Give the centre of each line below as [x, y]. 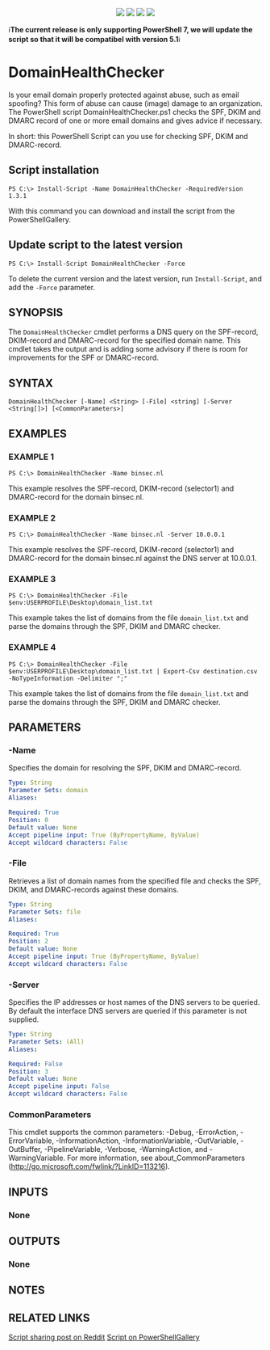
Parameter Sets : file [45, 912]
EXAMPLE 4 [32, 648]
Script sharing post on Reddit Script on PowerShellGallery [104, 1337]
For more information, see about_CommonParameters [156, 1158]
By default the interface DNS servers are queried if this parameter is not [128, 1011]
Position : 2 [28, 942]
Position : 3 [28, 1071]
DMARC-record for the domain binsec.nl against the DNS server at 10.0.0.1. [133, 559]
